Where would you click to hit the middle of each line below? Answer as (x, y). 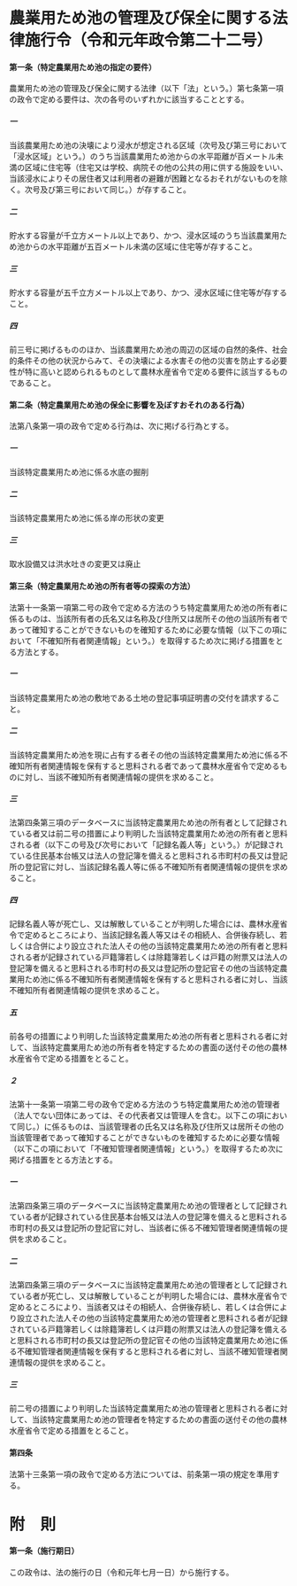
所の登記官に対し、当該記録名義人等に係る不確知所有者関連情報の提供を (141, 867)
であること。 (32, 383)
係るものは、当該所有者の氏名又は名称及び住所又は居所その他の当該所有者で (148, 618)
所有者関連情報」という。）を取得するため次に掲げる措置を (169, 641)
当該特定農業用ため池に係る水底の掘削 (79, 472)
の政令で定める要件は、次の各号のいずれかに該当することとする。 (129, 99)
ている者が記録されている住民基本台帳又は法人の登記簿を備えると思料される (148, 1217)
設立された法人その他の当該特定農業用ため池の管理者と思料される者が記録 (152, 1318)
